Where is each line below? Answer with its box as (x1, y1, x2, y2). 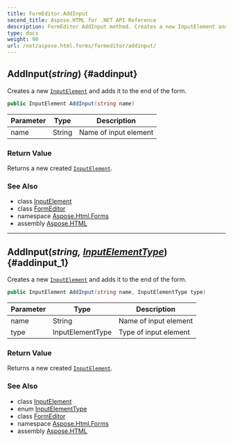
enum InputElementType (17, 404, 87, 413)
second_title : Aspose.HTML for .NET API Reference (7, 17, 157, 24)
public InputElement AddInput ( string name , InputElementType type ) (7, 289, 207, 296)
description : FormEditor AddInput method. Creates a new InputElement (7, 23, 216, 30)
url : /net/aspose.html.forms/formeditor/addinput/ (7, 42, 157, 49)
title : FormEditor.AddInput (7, 10, 89, 17)
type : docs (7, 29, 39, 37)
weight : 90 (7, 36, 39, 43)
